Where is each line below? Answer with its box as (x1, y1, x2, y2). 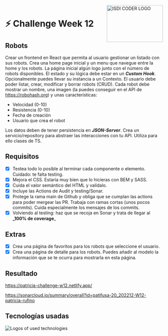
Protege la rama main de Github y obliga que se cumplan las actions (12, 194, 153, 200)
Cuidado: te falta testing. (12, 171, 63, 177)
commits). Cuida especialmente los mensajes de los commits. (12, 205, 140, 211)
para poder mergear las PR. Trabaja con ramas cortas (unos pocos (12, 199, 150, 205)
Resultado (5, 269, 37, 277)
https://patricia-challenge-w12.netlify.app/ (5, 282, 92, 288)
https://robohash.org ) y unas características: (5, 92, 97, 98)
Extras (5, 230, 26, 238)
